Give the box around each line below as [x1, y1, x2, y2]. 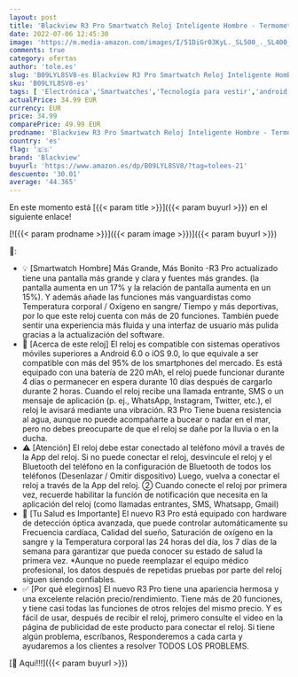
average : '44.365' [9, 178, 77, 187]
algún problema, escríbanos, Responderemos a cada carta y [21, 631, 243, 642]
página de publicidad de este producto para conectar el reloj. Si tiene [21, 622, 275, 633]
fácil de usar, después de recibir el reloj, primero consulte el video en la [21, 612, 284, 623]
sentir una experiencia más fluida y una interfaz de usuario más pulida [21, 320, 279, 331]
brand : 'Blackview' [9, 152, 82, 162]
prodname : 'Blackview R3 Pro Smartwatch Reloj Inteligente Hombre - [9, 128, 268, 137]
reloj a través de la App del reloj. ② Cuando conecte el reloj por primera [21, 480, 287, 491]
